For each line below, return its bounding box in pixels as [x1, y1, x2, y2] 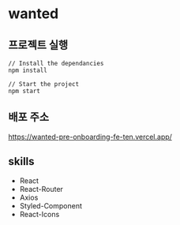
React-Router [19, 184, 63, 193]
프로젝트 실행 [8, 38, 69, 51]
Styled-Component [19, 201, 83, 210]
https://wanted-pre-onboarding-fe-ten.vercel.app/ [8, 132, 172, 141]
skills [8, 155, 35, 168]
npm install [8, 66, 47, 74]
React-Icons [19, 209, 60, 219]
